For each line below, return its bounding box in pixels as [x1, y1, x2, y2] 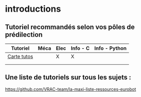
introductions [5, 3, 61, 15]
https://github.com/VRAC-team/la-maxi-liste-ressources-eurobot [5, 86, 136, 92]
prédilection [5, 30, 43, 39]
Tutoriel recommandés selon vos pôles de [5, 23, 135, 31]
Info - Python [94, 45, 127, 52]
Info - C [70, 45, 90, 52]
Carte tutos [7, 53, 33, 59]
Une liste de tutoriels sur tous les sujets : [5, 73, 131, 81]
